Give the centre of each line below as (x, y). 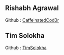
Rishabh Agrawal (32, 8)
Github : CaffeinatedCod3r (32, 20)
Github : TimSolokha (26, 48)
